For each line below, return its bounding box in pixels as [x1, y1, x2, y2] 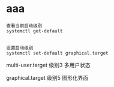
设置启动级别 [6, 44, 34, 51]
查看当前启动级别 [6, 23, 43, 29]
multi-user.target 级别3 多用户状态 [6, 61, 91, 68]
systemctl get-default [6, 28, 63, 34]
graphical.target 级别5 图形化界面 [6, 74, 89, 81]
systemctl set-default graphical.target [6, 50, 109, 56]
